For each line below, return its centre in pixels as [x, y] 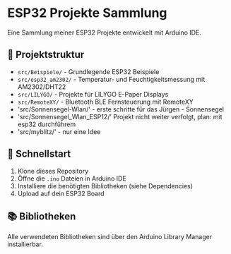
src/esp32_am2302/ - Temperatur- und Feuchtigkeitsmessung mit [111, 79]
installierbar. [25, 244]
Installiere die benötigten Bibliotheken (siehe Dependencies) [105, 186]
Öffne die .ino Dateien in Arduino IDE [72, 179]
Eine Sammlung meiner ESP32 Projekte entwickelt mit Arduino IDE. [104, 32]
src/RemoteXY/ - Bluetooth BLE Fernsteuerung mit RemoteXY [106, 102]
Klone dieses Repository [53, 171]
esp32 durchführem [47, 124]
